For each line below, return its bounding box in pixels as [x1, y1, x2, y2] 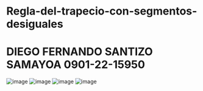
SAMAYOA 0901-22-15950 [6, 58, 145, 72]
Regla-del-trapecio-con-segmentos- [6, 4, 198, 18]
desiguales [6, 17, 63, 31]
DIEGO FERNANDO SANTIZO [6, 45, 154, 59]
